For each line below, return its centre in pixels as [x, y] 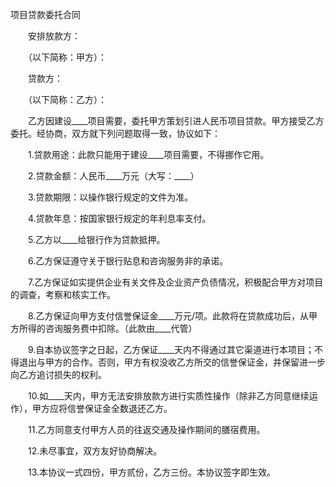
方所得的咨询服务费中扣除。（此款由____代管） [104, 328]
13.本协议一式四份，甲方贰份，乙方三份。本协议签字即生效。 [152, 472]
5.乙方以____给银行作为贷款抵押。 [96, 239]
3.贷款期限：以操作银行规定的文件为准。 [110, 197]
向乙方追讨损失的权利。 [58, 374]
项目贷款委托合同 [45, 14]
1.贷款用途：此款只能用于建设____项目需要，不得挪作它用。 [148, 154]
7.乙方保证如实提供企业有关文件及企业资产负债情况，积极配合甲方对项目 [175, 282]
